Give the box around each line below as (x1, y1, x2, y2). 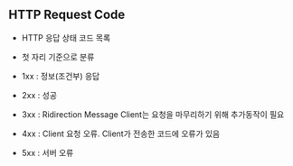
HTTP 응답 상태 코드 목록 (21, 32, 111, 43)
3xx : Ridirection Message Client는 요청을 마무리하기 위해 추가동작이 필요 (21, 108, 285, 120)
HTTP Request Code (8, 7, 126, 23)
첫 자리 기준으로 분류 (21, 51, 95, 62)
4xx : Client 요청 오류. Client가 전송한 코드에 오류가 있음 (21, 128, 221, 139)
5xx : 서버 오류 (21, 147, 74, 158)
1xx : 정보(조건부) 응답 (21, 70, 100, 81)
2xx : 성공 (21, 89, 58, 100)
